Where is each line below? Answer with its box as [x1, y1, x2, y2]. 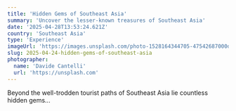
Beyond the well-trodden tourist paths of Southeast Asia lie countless [7, 89, 209, 97]
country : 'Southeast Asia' [7, 30, 86, 37]
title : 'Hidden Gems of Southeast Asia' [7, 10, 128, 18]
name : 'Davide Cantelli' [13, 63, 86, 70]
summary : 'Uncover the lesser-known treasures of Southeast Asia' [7, 17, 206, 24]
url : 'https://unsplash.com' [13, 69, 99, 76]
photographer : [7, 56, 49, 63]
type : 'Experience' [7, 37, 65, 44]
